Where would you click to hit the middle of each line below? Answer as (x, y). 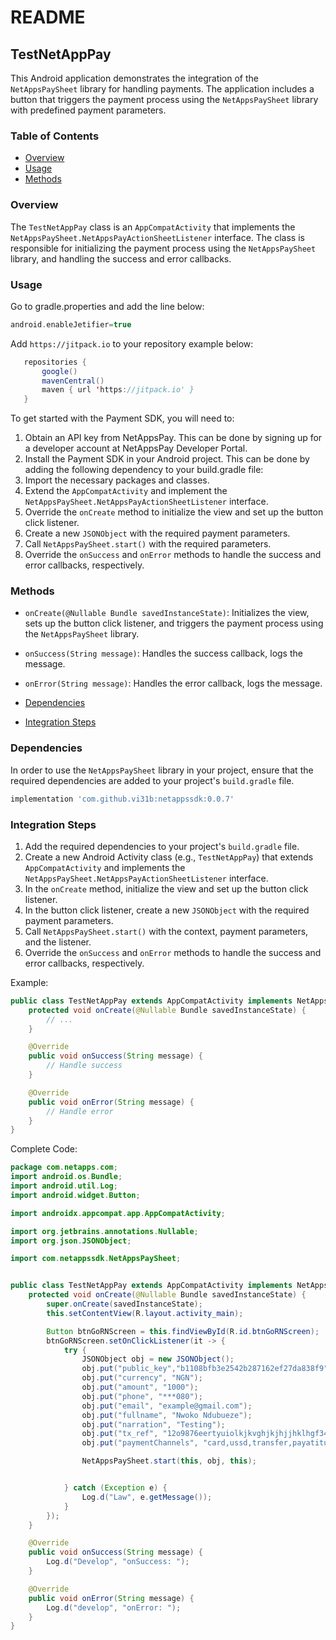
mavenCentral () (73, 381)
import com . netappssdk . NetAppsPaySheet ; (96, 1259)
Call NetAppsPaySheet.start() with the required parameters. (148, 544)
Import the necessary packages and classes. (117, 480)
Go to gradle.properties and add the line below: (107, 306)
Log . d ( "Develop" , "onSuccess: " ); (118, 1562)
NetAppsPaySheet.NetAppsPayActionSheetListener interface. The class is (157, 237)
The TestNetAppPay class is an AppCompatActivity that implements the (153, 227)
